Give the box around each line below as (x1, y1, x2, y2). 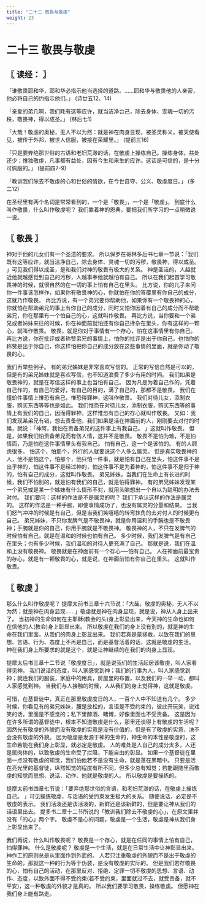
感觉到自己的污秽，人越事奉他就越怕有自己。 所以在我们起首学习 (27, 274, 191, 281)
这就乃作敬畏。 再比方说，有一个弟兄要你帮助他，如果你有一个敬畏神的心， (6, 296, 196, 304)
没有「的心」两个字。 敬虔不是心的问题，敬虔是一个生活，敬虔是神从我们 (6, 816, 191, 823)
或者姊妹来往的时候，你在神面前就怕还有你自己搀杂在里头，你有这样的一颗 (11, 320, 200, 327)
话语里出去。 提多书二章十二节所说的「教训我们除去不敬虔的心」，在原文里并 (6, 808, 199, 815)
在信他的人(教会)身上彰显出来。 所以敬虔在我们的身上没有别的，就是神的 (6, 623, 189, 630)
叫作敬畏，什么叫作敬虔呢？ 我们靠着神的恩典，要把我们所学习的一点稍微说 (6, 206, 196, 213)
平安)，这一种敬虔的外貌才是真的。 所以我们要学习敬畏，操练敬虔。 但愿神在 (6, 882, 199, 890)
